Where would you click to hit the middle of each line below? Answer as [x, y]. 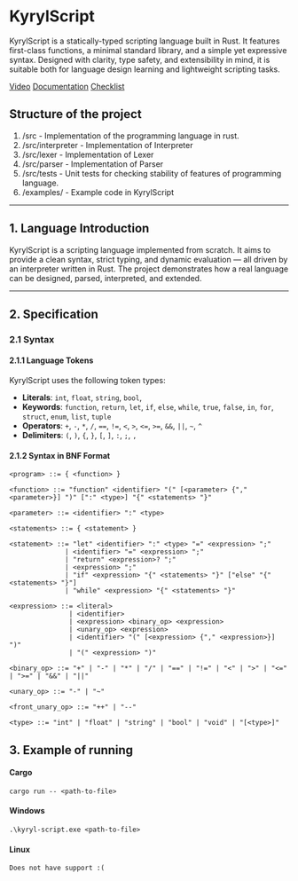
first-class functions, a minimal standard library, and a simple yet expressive [148, 50]
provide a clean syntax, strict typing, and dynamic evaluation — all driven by [149, 259]
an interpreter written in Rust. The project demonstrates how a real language [149, 269]
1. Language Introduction [79, 228]
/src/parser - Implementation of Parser [93, 164]
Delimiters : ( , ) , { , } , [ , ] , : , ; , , [79, 436]
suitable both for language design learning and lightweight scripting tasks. [145, 69]
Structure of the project [75, 114]
